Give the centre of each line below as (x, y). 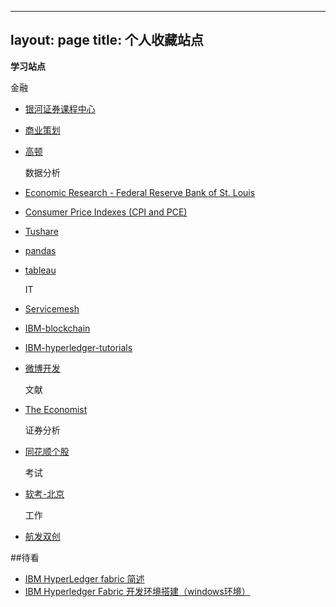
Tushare (41, 231)
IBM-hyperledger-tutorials (78, 347)
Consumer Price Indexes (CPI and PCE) (106, 212)
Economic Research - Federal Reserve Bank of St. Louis (140, 192)
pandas (40, 250)
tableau (40, 270)
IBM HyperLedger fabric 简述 (84, 578)
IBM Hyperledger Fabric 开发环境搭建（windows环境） (137, 591)
